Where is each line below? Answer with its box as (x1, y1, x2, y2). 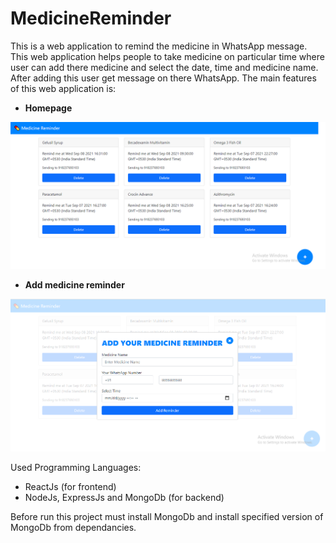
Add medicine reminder (24, 279, 125, 291)
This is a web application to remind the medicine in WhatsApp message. (10, 40, 308, 52)
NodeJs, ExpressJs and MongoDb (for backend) (24, 492, 225, 504)
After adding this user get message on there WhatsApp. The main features (10, 72, 317, 84)
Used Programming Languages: (10, 462, 142, 474)
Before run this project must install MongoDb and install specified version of (10, 511, 324, 523)
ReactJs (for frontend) (24, 481, 117, 493)
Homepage (24, 102, 73, 114)
